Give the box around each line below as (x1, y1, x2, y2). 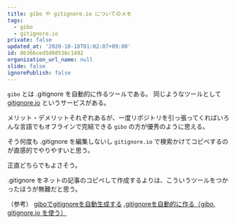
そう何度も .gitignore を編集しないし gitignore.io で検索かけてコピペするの (7, 137, 229, 145)
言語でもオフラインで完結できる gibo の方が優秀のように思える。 (19, 122, 209, 130)
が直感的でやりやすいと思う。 (7, 146, 94, 154)
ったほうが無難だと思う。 (7, 185, 82, 193)
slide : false (7, 63, 46, 70)
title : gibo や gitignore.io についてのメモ (7, 10, 132, 18)
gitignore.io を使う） (7, 209, 67, 217)
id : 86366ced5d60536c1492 (7, 50, 83, 57)
